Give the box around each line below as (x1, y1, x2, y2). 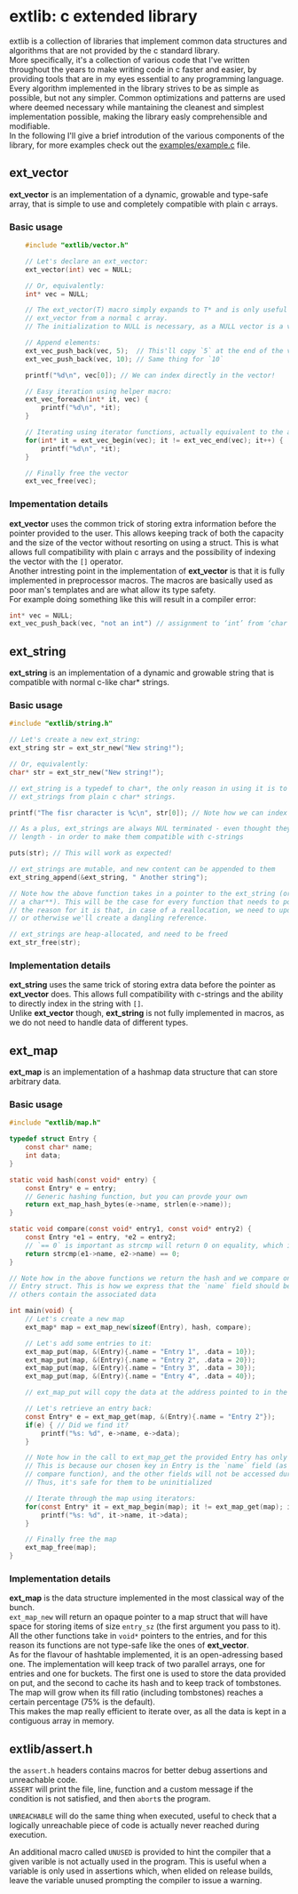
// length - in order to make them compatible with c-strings (9, 833, 244, 842)
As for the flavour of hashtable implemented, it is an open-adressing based (9, 1649, 284, 1660)
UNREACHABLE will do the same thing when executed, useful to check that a (9, 1810, 278, 1821)
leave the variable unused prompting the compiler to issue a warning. (9, 1875, 263, 1886)
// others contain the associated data (9, 1290, 157, 1300)
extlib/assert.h (9, 1741, 93, 1756)
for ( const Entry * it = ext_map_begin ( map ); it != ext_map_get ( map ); (25, 1502, 284, 1511)
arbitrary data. (9, 1076, 62, 1087)
